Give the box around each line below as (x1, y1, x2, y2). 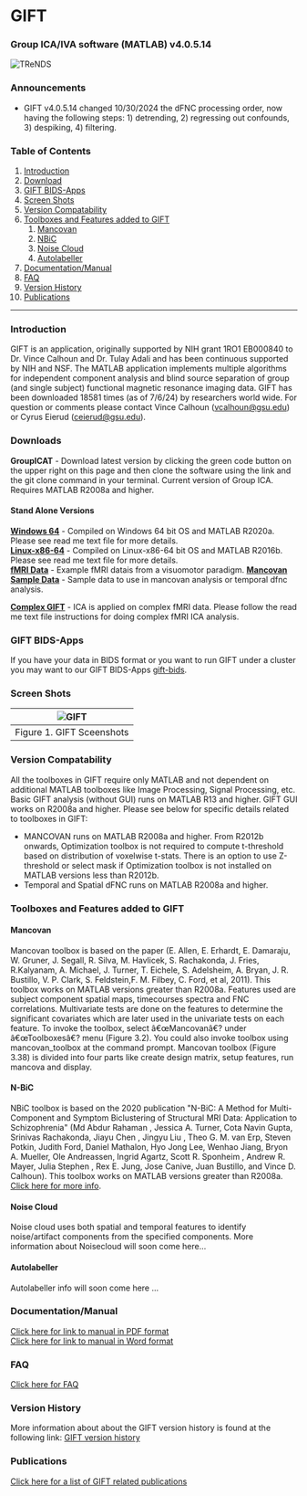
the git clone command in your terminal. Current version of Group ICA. (10, 474, 274, 485)
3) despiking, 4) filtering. (23, 121, 118, 132)
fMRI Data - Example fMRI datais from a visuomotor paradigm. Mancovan (10, 564, 288, 575)
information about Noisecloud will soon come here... (10, 1241, 207, 1252)
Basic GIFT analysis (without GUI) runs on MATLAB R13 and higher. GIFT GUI (10, 794, 298, 805)
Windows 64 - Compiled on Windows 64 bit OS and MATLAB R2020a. (10, 525, 275, 536)
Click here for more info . (10, 1180, 102, 1192)
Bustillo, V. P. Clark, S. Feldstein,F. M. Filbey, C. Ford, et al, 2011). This (10, 974, 271, 985)
